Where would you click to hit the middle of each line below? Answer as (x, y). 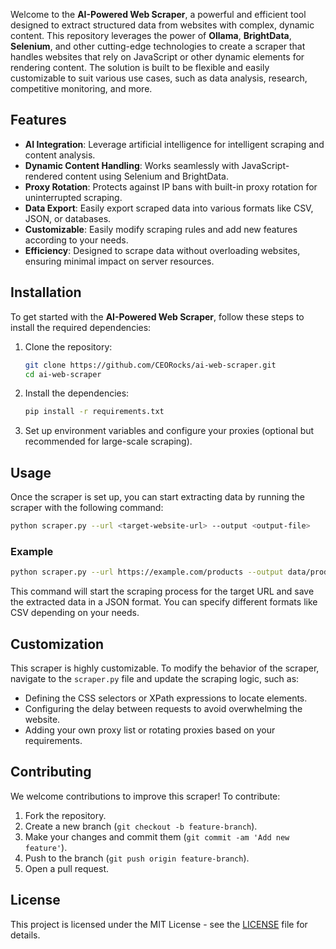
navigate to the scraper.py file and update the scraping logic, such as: (155, 678)
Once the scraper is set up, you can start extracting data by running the (157, 497)
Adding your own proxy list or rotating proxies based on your (150, 730)
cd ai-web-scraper (63, 374)
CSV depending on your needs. (75, 613)
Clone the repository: (68, 346)
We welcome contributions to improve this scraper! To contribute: (145, 796)
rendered (43, 176)
